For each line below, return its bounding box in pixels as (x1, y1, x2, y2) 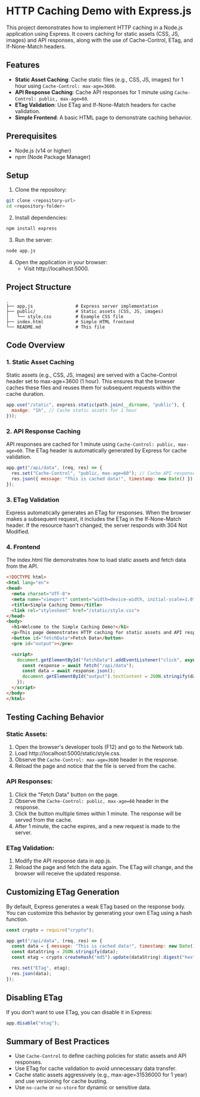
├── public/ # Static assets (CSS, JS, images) (6, 308, 164, 314)
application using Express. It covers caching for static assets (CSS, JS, (6, 30, 180, 37)
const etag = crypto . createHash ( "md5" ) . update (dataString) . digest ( (11, 954, 183, 961)
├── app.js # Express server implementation (6, 303, 159, 309)
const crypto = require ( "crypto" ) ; (6, 927, 95, 933)
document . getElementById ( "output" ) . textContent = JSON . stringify (21, 674, 187, 680)
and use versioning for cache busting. (14, 1077, 108, 1085)
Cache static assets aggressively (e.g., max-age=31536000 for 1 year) (14, 1071, 187, 1079)
